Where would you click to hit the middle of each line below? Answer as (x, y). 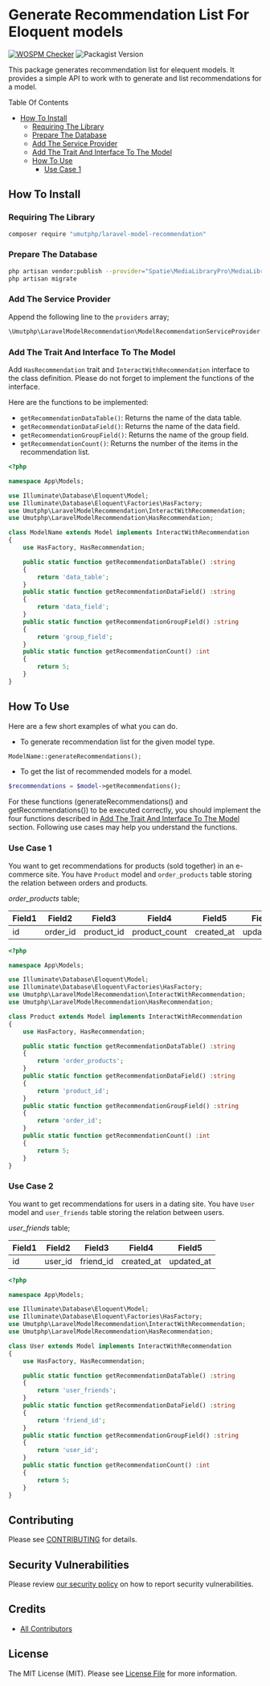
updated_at (190, 1261)
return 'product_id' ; (74, 1091)
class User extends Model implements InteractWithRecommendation (120, 1346)
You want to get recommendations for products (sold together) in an (121, 866)
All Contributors (46, 1628)
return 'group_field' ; (75, 636)
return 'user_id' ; (68, 1451)
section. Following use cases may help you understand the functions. (123, 827)
